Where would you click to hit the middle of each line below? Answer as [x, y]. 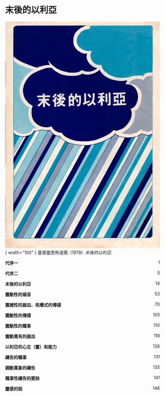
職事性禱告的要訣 [22, 378]
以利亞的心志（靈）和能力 [31, 347]
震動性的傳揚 [18, 316]
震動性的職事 [18, 326]
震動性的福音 [18, 294]
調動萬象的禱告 [20, 368]
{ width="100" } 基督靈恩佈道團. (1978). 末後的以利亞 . [59, 252]
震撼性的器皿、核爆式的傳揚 [33, 305]
